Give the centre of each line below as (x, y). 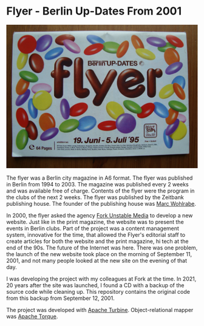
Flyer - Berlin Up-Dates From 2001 (94, 11)
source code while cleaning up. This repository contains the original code (98, 291)
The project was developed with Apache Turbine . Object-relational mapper (100, 310)
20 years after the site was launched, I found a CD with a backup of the (95, 285)
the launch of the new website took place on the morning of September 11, (99, 254)
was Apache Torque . (32, 316)
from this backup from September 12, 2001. (60, 298)
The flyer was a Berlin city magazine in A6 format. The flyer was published (100, 178)
